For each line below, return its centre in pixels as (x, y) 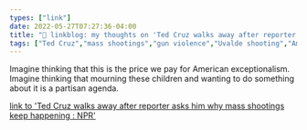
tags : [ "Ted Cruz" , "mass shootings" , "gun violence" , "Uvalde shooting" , (148, 43)
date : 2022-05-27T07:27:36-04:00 (73, 26)
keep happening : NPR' (53, 115)
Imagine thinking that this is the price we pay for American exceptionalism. (150, 69)
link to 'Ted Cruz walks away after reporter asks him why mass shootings (147, 106)
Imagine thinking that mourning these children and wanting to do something (152, 79)
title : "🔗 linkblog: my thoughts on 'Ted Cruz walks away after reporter (153, 35)
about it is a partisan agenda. (64, 88)
